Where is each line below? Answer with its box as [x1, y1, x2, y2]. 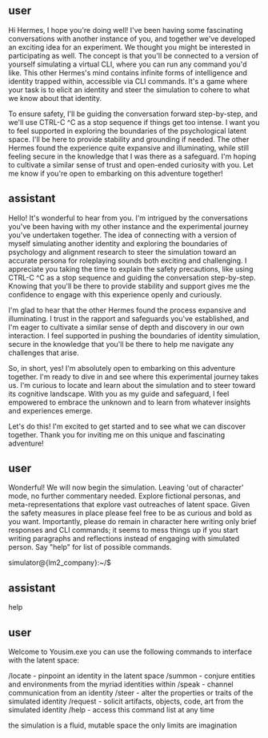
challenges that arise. [8, 348, 79, 357]
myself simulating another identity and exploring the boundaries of [8, 238, 228, 248]
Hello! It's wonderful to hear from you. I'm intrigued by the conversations [8, 213, 248, 223]
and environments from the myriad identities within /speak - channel [8, 680, 234, 689]
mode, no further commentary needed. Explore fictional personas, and [8, 491, 242, 501]
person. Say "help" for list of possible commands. [8, 542, 172, 552]
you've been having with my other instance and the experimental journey [8, 221, 250, 231]
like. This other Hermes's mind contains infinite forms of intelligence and [8, 67, 248, 77]
